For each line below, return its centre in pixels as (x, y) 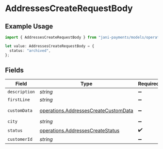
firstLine (19, 100)
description (21, 92)
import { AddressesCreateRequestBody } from (51, 37)
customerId (20, 139)
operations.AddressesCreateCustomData (86, 111)
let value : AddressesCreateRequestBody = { (50, 46)
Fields (15, 70)
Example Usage (29, 26)
